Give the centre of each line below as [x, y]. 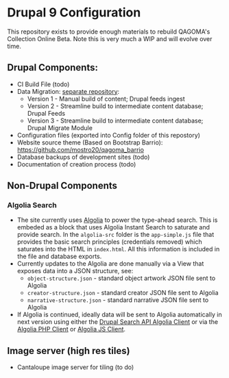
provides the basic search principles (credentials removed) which [109, 242]
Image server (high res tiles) [69, 351]
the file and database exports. [59, 256]
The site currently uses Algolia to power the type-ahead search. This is [117, 220]
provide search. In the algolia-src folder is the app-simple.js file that [116, 235]
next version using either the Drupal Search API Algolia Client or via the [117, 322]
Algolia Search [32, 205]
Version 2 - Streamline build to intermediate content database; [115, 106]
